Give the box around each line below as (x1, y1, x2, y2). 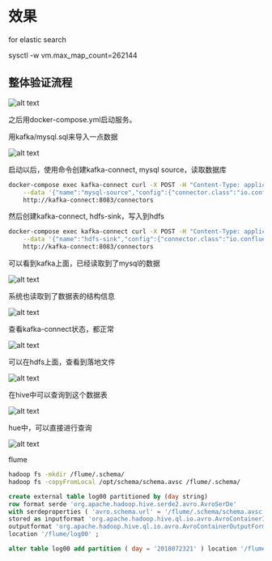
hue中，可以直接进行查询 (8, 423, 92, 432)
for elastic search (8, 34, 66, 45)
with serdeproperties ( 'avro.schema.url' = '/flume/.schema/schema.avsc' (8, 508, 266, 516)
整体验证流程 (8, 76, 73, 90)
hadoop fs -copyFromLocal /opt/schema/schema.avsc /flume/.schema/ (8, 478, 241, 486)
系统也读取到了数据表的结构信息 (8, 291, 115, 300)
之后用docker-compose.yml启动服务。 (8, 114, 137, 124)
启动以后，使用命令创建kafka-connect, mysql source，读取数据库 (8, 164, 227, 174)
